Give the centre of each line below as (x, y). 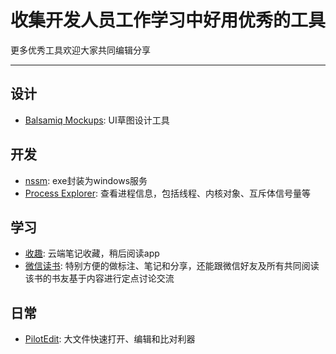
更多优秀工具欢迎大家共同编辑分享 (80, 50)
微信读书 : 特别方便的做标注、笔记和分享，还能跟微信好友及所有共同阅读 (172, 266)
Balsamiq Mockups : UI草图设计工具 (97, 120)
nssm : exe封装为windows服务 (86, 180)
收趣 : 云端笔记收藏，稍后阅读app (92, 253)
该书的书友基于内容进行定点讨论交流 (99, 278)
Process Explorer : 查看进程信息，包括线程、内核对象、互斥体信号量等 (167, 193)
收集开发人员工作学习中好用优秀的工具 (168, 20)
